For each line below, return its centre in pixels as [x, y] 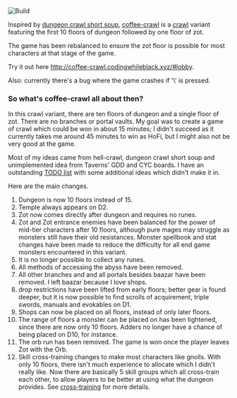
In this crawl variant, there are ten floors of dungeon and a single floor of [114, 114]
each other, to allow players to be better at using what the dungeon [116, 380]
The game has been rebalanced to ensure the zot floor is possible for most [116, 45]
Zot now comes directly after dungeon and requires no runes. [107, 215]
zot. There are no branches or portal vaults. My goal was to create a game [116, 122]
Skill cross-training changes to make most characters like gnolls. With [120, 357]
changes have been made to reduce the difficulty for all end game [114, 245]
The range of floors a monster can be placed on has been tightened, [117, 320]
